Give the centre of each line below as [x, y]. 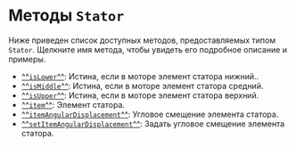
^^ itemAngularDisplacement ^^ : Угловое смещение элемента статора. [150, 114]
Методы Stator [66, 16]
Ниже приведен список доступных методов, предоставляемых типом [142, 40]
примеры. [27, 59]
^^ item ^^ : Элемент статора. [73, 104]
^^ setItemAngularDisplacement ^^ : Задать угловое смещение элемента [153, 123]
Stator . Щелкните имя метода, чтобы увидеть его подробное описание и [148, 49]
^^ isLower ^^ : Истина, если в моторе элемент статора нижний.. [140, 76]
